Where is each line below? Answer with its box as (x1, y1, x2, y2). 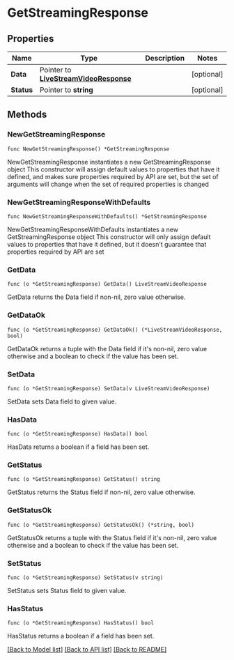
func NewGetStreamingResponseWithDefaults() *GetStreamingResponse (7, 213, 208, 220)
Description (145, 54, 185, 63)
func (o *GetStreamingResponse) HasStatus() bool (7, 620, 155, 627)
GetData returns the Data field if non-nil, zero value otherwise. (7, 293, 186, 301)
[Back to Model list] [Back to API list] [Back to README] (7, 645, 167, 654)
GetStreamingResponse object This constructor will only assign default (7, 232, 211, 241)
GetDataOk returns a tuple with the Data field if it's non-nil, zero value (7, 344, 208, 353)
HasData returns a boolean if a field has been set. (7, 443, 150, 451)
